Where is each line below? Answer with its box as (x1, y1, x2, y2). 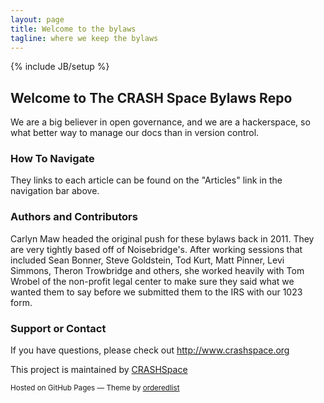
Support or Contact (10, 321, 107, 335)
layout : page (10, 14, 65, 25)
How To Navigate (10, 152, 95, 166)
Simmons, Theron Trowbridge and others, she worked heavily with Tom (10, 264, 305, 276)
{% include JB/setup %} (10, 61, 110, 73)
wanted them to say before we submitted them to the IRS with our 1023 (10, 286, 303, 298)
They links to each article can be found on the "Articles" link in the (10, 174, 283, 186)
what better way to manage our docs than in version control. (10, 127, 260, 139)
